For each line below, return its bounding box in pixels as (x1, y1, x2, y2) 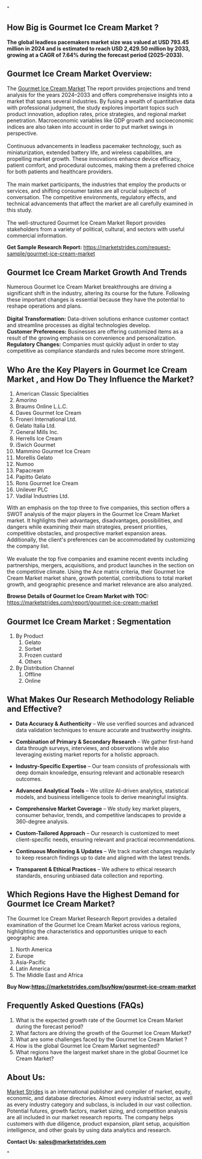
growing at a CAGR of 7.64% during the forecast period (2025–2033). (7, 51, 184, 58)
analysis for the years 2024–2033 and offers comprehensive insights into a (7, 91, 193, 98)
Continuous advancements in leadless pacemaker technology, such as (7, 142, 182, 149)
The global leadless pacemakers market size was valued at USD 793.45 (7, 39, 189, 46)
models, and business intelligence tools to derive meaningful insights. (15, 793, 188, 800)
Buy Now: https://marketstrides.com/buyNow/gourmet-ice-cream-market (7, 983, 197, 990)
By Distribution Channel (15, 665, 75, 672)
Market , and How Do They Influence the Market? (7, 374, 194, 384)
